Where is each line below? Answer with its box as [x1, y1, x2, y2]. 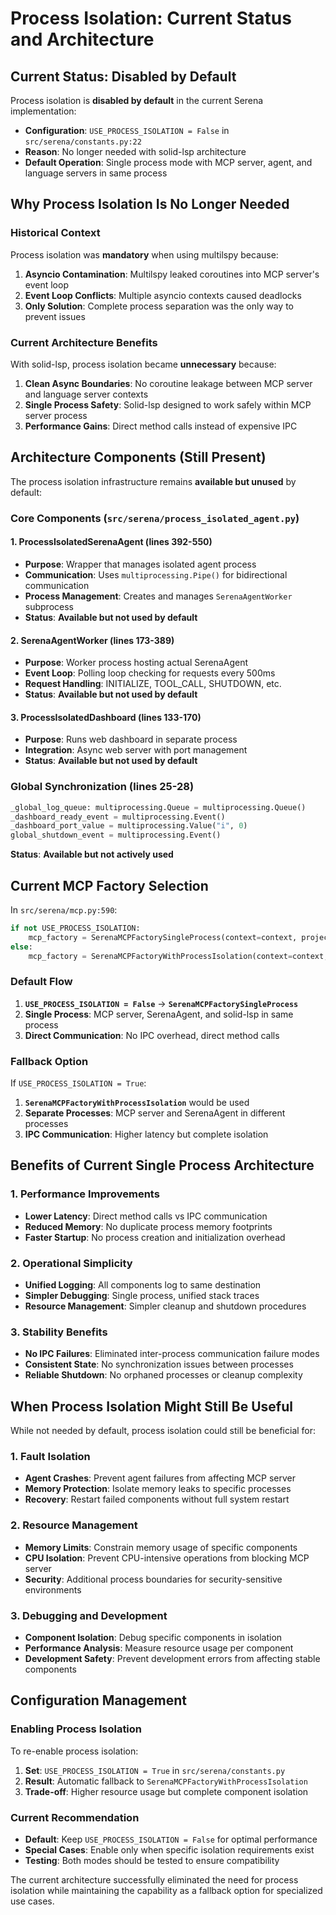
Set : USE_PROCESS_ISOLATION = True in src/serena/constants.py [24, 1764, 286, 1776]
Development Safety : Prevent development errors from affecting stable [24, 1653, 321, 1665]
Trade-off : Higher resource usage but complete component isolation [24, 1785, 309, 1797]
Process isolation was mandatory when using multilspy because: [10, 248, 279, 261]
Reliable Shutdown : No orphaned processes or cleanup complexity [24, 1369, 303, 1381]
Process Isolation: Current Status [10, 7, 292, 30]
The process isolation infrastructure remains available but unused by [10, 475, 297, 487]
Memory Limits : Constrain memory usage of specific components [24, 1541, 298, 1553]
